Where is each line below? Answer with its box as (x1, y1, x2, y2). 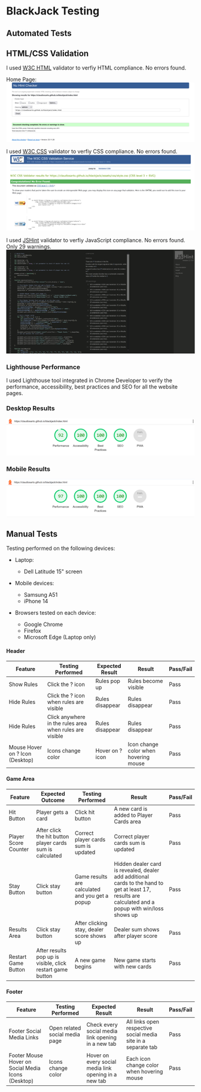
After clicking (74, 919, 108, 927)
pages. (6, 389, 23, 396)
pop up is (36, 953, 59, 961)
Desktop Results (6, 404, 55, 413)
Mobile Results (6, 465, 51, 473)
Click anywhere (47, 713, 86, 720)
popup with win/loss (114, 904, 164, 912)
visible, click (36, 959, 67, 967)
